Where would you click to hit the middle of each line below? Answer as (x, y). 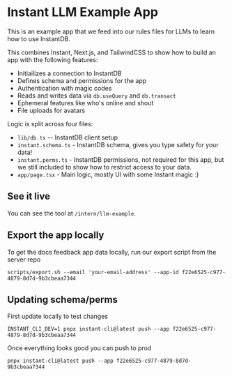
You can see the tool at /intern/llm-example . (71, 213)
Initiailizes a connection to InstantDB (69, 73)
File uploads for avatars (51, 110)
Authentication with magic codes (64, 88)
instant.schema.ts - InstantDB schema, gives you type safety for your (118, 144)
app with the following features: (53, 59)
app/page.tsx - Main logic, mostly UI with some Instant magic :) (108, 174)
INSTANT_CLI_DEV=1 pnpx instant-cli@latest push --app (88, 329)
